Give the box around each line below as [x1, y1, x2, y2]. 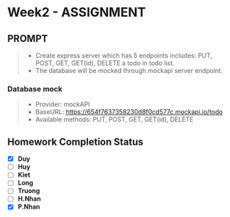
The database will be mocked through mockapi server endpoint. [35, 67, 223, 74]
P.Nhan [17, 203, 40, 211]
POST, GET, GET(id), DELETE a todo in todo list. [35, 59, 175, 67]
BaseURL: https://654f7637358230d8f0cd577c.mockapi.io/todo [35, 108, 223, 116]
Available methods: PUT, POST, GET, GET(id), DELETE [35, 115, 194, 124]
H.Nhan [17, 194, 41, 203]
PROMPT [7, 33, 48, 45]
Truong [17, 187, 40, 195]
